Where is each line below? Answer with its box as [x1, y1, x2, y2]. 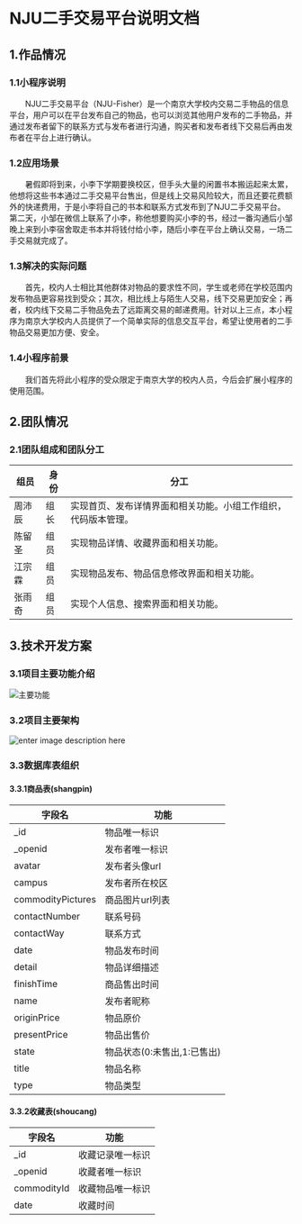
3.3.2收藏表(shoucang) [9, 1106, 97, 1117]
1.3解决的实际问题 [9, 260, 87, 273]
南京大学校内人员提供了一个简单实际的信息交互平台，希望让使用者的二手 [24, 316, 293, 327]
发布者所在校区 [104, 876, 169, 889]
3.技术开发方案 [9, 638, 93, 653]
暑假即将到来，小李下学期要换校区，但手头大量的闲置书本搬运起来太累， [25, 179, 293, 190]
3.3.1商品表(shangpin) [9, 783, 93, 793]
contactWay [13, 927, 65, 939]
